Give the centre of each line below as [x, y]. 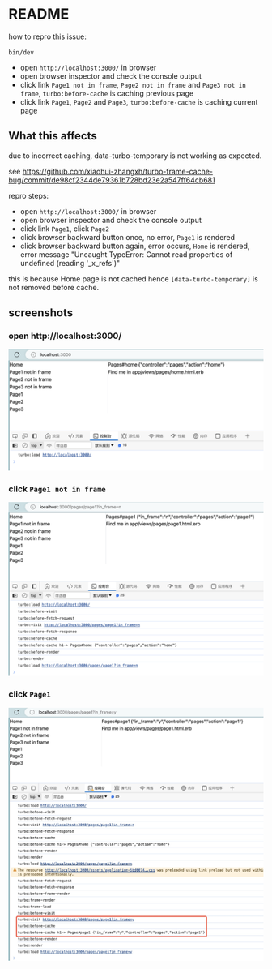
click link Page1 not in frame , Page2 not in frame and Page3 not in [133, 84]
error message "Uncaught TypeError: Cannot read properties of [126, 254]
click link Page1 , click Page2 [64, 229]
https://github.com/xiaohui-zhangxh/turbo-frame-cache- [117, 171]
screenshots [41, 313]
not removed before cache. [54, 287]
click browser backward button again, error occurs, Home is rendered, [135, 246]
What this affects [53, 136]
